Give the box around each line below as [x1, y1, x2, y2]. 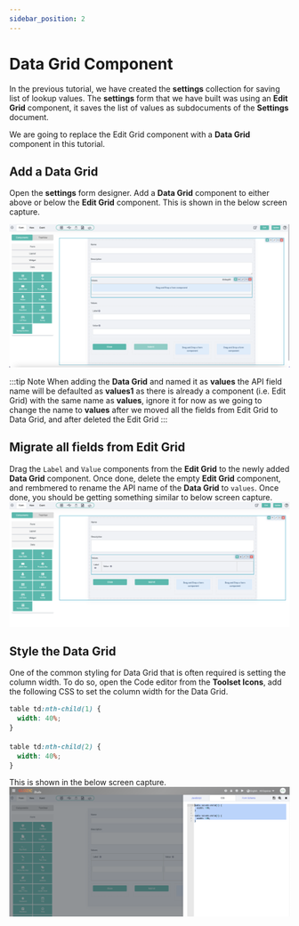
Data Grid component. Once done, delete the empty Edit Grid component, [9, 473, 281, 483]
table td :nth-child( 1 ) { [9, 704, 101, 714]
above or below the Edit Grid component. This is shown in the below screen [9, 197, 287, 208]
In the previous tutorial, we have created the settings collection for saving [9, 83, 280, 93]
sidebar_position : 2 [9, 14, 86, 23]
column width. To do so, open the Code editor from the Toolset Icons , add [9, 677, 282, 687]
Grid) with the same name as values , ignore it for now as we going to [9, 394, 263, 405]
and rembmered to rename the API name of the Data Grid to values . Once [9, 482, 279, 493]
